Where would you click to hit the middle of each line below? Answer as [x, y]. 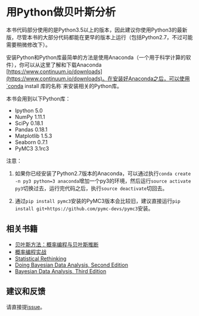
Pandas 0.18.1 [31, 129]
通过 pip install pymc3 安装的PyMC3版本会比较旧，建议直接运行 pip [97, 201]
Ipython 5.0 [29, 110]
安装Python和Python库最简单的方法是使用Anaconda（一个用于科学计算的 [96, 57]
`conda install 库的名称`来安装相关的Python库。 [64, 86]
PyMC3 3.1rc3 [32, 148]
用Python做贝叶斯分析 [61, 12]
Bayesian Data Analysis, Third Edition [60, 271]
